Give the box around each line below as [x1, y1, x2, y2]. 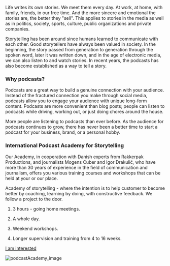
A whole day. [12, 216, 40, 222]
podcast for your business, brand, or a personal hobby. [5, 129, 121, 135]
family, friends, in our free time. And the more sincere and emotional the [5, 10, 156, 16]
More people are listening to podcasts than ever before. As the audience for [5, 119, 164, 125]
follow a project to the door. [5, 196, 63, 202]
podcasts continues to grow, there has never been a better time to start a [5, 124, 158, 130]
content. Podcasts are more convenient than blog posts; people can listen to [5, 103, 165, 109]
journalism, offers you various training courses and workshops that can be [5, 170, 161, 176]
